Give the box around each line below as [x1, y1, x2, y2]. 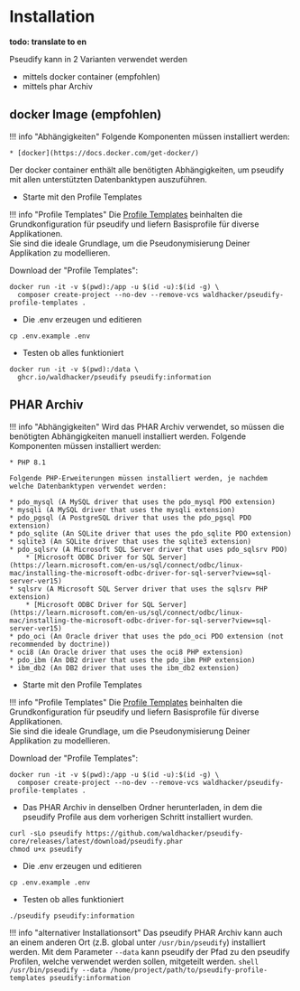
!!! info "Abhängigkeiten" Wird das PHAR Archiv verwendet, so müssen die [9, 421, 285, 432]
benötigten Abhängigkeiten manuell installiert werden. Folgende [9, 431, 246, 442]
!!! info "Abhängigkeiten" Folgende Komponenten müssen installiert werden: [9, 131, 290, 142]
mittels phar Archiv [22, 80, 93, 91]
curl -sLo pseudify [9, 828, 83, 837]
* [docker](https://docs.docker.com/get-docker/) [9, 148, 200, 157]
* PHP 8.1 [9, 458, 47, 467]
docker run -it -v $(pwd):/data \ [9, 364, 140, 374]
